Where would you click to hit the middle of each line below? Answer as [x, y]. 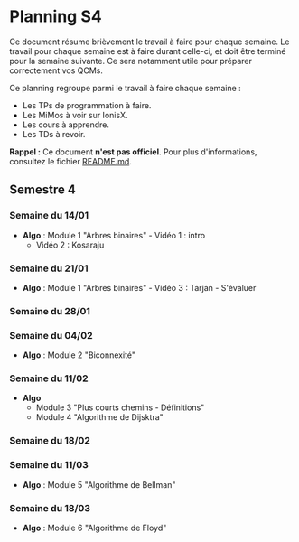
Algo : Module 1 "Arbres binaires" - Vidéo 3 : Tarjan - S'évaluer [139, 287]
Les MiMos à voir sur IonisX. [75, 115]
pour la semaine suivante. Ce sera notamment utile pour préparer [131, 61]
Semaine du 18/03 [50, 508]
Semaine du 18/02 [50, 441]
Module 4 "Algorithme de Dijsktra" [100, 417]
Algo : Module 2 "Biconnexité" [79, 355]
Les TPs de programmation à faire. [87, 105]
